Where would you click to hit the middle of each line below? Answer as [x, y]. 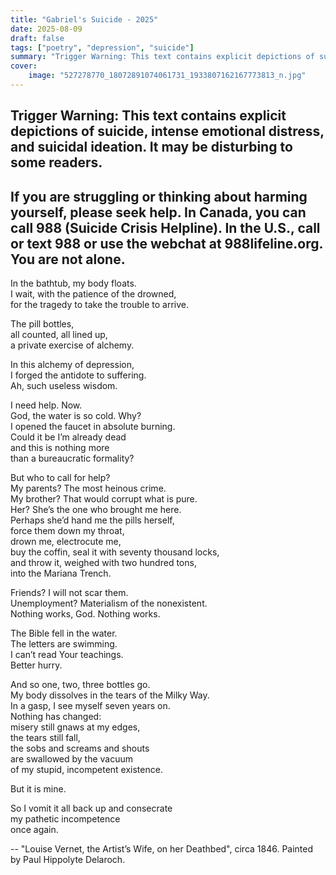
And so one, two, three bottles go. [80, 685]
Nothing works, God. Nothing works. [85, 614]
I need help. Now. [46, 405]
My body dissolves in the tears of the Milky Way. [110, 695]
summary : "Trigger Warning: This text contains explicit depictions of [162, 57]
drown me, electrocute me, [66, 542]
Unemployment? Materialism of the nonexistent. [109, 603]
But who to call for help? [60, 478]
